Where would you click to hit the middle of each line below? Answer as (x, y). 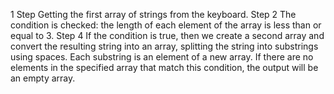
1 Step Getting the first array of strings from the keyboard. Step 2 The (153, 14)
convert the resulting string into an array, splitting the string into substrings (164, 46)
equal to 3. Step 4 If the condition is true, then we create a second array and (167, 35)
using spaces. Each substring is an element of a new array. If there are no (162, 57)
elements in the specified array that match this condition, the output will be (164, 67)
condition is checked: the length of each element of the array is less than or (166, 25)
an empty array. (43, 78)
